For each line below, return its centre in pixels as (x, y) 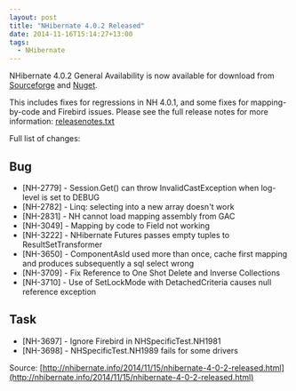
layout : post (33, 17)
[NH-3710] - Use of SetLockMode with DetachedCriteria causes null (147, 282)
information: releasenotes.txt (62, 122)
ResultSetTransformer (62, 244)
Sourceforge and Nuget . (53, 85)
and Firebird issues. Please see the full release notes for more (155, 112)
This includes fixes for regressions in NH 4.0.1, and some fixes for (129, 102)
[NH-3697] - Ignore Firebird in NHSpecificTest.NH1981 (121, 341)
